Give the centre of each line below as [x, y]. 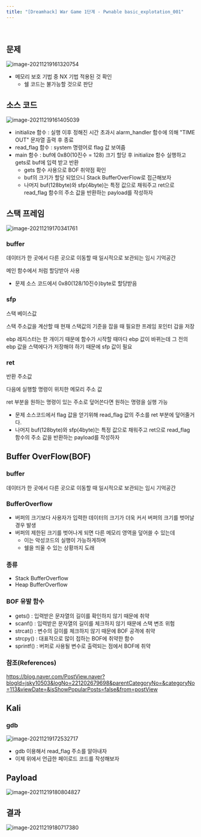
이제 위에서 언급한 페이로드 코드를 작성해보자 [67, 758]
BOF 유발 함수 [25, 601]
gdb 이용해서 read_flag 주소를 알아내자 [61, 751]
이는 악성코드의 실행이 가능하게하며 [65, 540]
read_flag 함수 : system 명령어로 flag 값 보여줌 [70, 148]
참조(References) [31, 663]
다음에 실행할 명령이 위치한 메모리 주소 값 [54, 389]
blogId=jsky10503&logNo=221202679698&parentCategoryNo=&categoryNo [100, 683]
